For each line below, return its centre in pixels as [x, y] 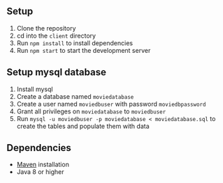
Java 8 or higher [40, 172]
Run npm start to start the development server [84, 50]
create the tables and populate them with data [83, 126]
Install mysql [35, 89]
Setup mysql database [56, 72]
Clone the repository [46, 28]
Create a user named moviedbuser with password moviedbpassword [111, 104]
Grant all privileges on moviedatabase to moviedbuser [91, 111]
